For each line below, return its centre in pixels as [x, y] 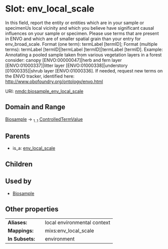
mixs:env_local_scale [69, 231]
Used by [18, 181]
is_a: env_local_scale [34, 148]
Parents [18, 136]
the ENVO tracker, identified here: [40, 76]
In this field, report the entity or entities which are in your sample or [75, 23]
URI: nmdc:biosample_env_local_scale [44, 91]
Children [19, 164]
